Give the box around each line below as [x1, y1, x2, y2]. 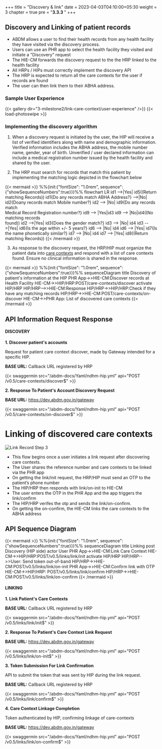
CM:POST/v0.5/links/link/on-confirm [5, 574, 78, 580]
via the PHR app [12, 469, 45, 475]
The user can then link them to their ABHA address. [12, 83, 115, 88]
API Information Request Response [5, 315, 113, 323]
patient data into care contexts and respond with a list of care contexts [12, 250, 154, 256]
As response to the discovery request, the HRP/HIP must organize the [12, 245, 152, 251]
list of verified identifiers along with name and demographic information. [12, 139, 157, 145]
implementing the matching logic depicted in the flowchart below [12, 174, 142, 180]
